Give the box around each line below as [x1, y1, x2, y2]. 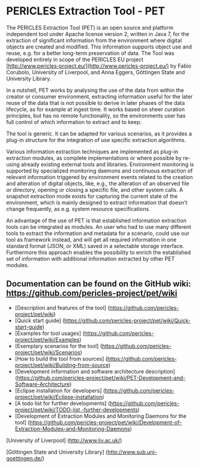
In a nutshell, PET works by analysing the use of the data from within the [6, 86, 184, 93]
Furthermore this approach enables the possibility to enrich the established [6, 249, 191, 256]
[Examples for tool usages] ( [14, 330, 85, 337]
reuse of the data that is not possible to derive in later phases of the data [6, 99, 185, 106]
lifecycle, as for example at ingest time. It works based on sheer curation [6, 105, 185, 113]
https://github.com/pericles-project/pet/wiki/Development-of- [29, 418, 182, 426]
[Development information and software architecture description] [14, 367, 176, 375]
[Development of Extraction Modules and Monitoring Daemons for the [14, 412, 187, 419]
